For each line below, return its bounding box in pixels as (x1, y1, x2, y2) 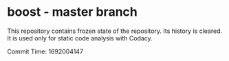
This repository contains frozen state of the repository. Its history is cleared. (7, 27, 222, 35)
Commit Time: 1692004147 (7, 47, 84, 56)
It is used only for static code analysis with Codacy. (7, 34, 153, 42)
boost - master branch (7, 4, 138, 20)
